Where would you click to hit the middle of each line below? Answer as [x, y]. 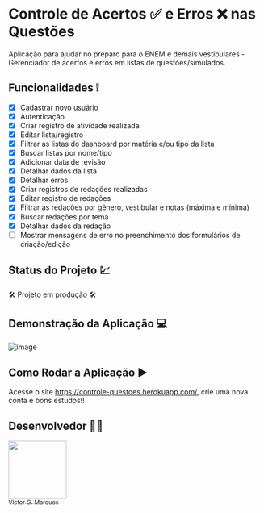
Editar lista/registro [52, 135]
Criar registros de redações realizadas [84, 190]
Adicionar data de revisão [63, 162]
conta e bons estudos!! [46, 401]
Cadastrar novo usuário [59, 107]
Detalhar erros [44, 180]
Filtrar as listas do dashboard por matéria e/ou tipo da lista [117, 144]
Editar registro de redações [65, 198]
